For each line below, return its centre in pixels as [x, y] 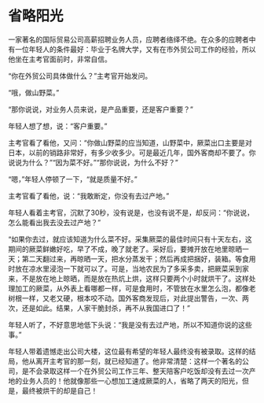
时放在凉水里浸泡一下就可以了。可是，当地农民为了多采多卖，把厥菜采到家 [128, 268]
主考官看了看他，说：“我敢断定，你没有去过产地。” [89, 196]
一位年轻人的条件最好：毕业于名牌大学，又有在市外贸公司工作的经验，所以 [135, 49]
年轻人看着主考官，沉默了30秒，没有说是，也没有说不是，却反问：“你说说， [131, 213]
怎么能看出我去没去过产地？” [55, 222]
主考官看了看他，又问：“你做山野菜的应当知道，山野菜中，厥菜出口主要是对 [130, 142]
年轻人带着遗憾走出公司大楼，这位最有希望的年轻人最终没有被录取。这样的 [128, 351]
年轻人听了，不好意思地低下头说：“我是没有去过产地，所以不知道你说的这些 [130, 324]
